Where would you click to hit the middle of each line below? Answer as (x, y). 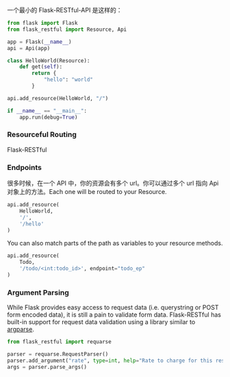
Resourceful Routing (42, 134)
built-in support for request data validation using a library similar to (101, 322)
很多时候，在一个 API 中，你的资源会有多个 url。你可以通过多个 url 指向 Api (113, 183)
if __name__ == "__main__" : (47, 111)
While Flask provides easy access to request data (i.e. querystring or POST (113, 308)
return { (44, 73)
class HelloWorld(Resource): (49, 60)
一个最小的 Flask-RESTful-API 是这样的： (65, 10)
